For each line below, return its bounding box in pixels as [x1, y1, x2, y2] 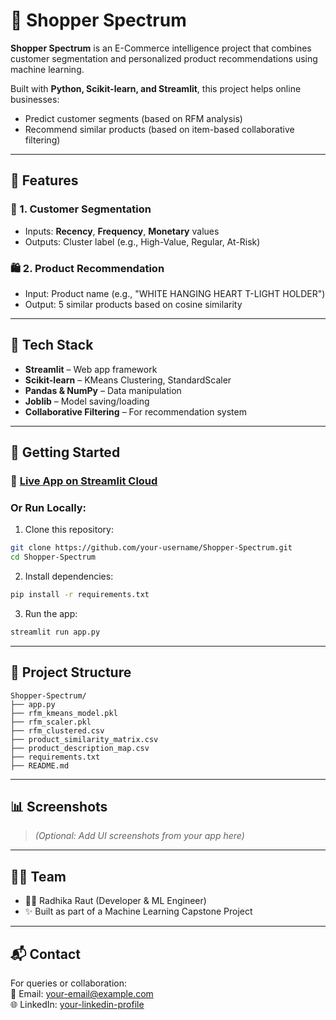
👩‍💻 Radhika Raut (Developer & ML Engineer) [24, 895, 207, 907]
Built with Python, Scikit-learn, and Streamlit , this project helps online [10, 82, 302, 94]
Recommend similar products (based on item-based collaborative [24, 123, 295, 135]
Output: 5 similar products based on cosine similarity [24, 298, 243, 310]
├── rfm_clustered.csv [10, 725, 105, 736]
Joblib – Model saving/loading [24, 395, 150, 407]
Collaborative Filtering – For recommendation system [24, 405, 247, 418]
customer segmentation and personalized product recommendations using [10, 52, 318, 64]
